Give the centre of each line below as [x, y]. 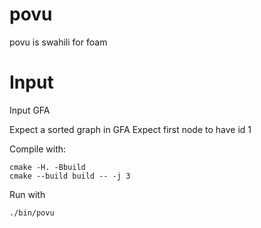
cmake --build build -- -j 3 [70, 176]
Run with [27, 194]
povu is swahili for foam [58, 42]
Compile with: [38, 149]
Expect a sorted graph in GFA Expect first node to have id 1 [130, 129]
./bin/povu [32, 213]
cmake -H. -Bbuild [47, 167]
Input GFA [30, 110]
